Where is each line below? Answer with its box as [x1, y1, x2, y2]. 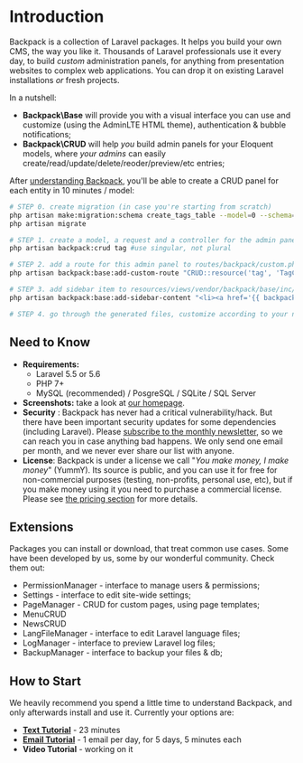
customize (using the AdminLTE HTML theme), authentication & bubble [22, 119, 287, 130]
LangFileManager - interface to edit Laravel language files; [22, 628, 241, 639]
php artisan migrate [9, 219, 87, 228]
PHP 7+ [35, 378, 65, 389]
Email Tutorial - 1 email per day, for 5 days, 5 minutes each [22, 734, 242, 745]
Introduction [9, 6, 105, 27]
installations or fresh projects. [9, 74, 120, 85]
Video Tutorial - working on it [22, 744, 133, 755]
